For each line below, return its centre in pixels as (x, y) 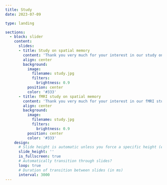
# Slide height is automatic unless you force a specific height (87, 147)
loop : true (30, 165)
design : (22, 142)
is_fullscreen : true (40, 156)
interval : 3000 (34, 175)
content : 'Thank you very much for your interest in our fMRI (89, 101)
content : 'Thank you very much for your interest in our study (90, 55)
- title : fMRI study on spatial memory (59, 96)
